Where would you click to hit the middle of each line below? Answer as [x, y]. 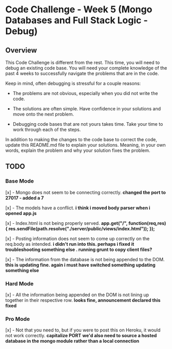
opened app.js [21, 213]
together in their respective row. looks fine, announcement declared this [83, 300]
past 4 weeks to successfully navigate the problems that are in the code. [82, 73]
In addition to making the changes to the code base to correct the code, [81, 139]
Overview [21, 50]
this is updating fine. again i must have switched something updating [80, 265]
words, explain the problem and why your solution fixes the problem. [78, 150]
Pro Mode [18, 319]
